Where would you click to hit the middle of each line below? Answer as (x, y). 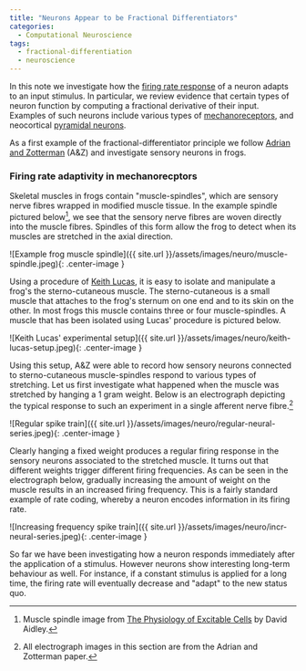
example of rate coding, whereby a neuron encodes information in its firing (150, 499)
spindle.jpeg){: (37, 263)
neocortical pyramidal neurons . (68, 125)
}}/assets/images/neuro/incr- (232, 527)
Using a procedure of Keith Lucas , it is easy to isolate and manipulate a (143, 281)
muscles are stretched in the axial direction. (91, 236)
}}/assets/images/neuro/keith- (234, 338)
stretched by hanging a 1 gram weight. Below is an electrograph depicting (148, 394)
